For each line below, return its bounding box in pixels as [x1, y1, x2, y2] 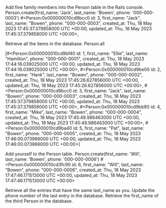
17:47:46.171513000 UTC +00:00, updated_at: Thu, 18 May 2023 [5, 172, 137, 178]
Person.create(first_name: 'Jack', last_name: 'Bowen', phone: [5, 10, 131, 16]
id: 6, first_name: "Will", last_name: [71, 162, 144, 167]
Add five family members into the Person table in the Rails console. [5, 5, 144, 10]
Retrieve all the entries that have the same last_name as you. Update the [5, 187, 155, 193]
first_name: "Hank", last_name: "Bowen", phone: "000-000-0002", [5, 72, 143, 77]
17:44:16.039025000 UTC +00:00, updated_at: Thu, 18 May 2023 [5, 61, 140, 67]
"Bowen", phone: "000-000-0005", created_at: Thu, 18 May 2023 [5, 131, 141, 136]
